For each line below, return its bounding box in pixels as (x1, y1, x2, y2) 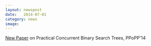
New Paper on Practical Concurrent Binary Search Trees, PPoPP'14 (5, 35, 146, 41)
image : (5, 21, 19, 26)
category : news (5, 16, 38, 21)
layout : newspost (5, 7, 42, 12)
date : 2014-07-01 (5, 12, 47, 17)
